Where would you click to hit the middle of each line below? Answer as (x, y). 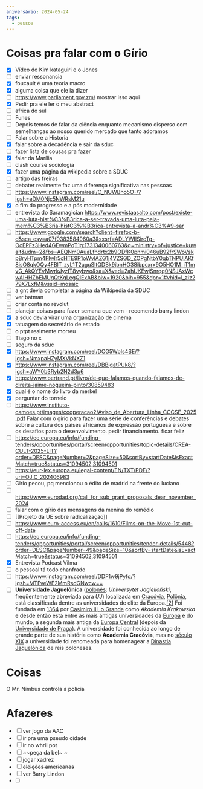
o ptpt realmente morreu (45, 331)
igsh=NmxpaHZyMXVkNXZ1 (50, 359)
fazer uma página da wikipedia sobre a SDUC (72, 172)
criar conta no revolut (42, 304)
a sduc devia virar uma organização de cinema (73, 317)
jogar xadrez (38, 760)
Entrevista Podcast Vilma (46, 563)
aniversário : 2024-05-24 (37, 12)
